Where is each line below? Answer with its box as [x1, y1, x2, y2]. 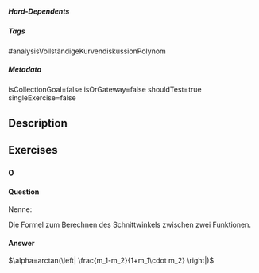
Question [8, 187, 40, 197]
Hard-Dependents [8, 6, 70, 16]
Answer [8, 238, 35, 248]
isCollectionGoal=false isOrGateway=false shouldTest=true [8, 84, 202, 95]
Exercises [8, 143, 58, 157]
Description [8, 116, 68, 130]
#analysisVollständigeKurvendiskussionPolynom [8, 46, 167, 56]
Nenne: [8, 205, 33, 214]
